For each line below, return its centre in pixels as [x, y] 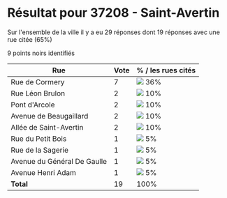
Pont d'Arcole [33, 105]
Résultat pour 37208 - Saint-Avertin [113, 13]
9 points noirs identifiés [41, 53]
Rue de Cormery [38, 82]
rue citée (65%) [30, 39]
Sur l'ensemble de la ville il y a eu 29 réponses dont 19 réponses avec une [113, 32]
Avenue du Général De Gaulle [59, 161]
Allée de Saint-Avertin [47, 127]
